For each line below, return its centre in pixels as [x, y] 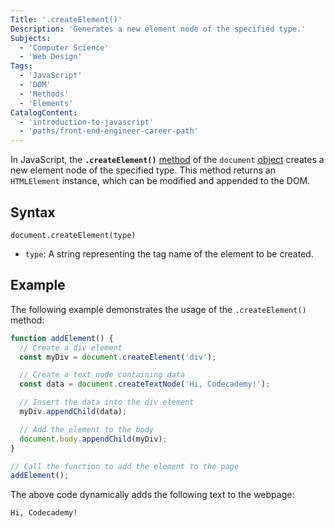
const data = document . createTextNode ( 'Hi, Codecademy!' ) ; [145, 384]
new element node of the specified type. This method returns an [143, 170]
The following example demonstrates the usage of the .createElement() [158, 309]
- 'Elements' [46, 103]
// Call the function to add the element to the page [125, 466]
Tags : [21, 66]
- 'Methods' [44, 94]
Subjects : [31, 38]
